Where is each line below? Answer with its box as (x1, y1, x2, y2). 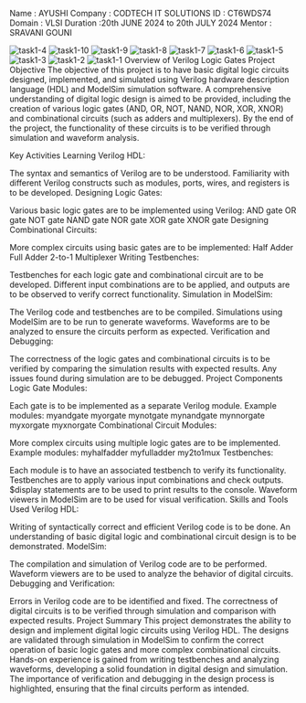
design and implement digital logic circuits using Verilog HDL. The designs (9, 625, 290, 635)
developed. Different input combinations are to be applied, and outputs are (9, 279, 290, 290)
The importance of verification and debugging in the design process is (9, 674, 275, 684)
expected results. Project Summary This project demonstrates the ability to (9, 615, 291, 625)
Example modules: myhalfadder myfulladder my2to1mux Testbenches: (9, 447, 274, 458)
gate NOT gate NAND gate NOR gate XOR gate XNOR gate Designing (9, 215, 269, 225)
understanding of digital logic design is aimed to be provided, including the (9, 93, 291, 104)
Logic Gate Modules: (9, 383, 88, 393)
